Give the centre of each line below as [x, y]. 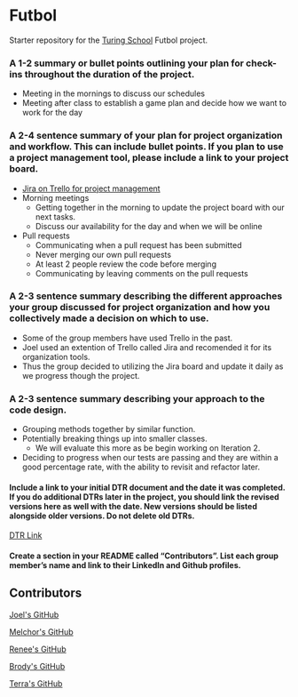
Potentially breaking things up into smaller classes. [115, 439]
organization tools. [56, 357]
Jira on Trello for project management [91, 188]
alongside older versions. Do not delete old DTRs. [102, 516]
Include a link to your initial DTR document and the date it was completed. [147, 487]
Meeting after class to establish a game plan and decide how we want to [154, 103]
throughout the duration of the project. [110, 74]
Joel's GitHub [34, 614]
